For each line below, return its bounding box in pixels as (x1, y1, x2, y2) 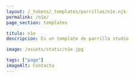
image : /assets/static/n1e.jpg (6, 47, 84, 53)
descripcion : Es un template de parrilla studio (6, 36, 129, 42)
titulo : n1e (6, 30, 36, 36)
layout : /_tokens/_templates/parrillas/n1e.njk (6, 8, 127, 15)
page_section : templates (6, 19, 68, 25)
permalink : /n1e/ (6, 14, 49, 20)
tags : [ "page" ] (6, 57, 44, 63)
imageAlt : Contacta (6, 63, 55, 69)
